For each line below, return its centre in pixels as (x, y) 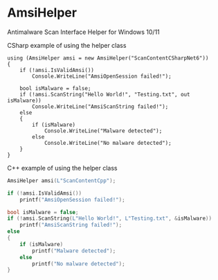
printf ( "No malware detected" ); (79, 264)
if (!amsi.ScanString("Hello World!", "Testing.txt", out (105, 94)
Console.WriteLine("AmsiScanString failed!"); (100, 106)
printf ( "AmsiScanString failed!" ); (71, 225)
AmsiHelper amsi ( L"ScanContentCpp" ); (62, 181)
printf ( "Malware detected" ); (74, 251)
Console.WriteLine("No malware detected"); (108, 143)
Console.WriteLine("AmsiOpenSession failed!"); (102, 76)
